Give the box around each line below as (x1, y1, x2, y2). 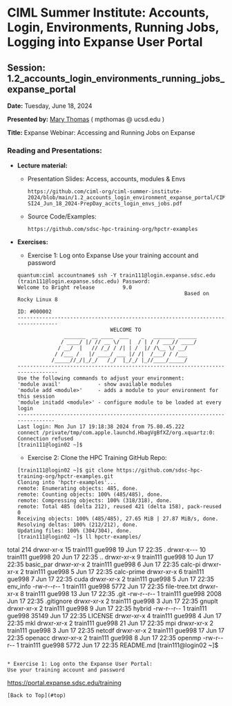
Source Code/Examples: (27, 212, 97, 221)
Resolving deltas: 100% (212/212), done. (17, 521, 138, 528)
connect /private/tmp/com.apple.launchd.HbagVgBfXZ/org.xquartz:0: (17, 429, 215, 436)
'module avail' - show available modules (17, 381, 173, 388)
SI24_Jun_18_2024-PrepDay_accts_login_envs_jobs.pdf (27, 201, 183, 207)
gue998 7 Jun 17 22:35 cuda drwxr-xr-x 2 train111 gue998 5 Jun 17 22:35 (7, 575, 215, 584)
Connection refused (17, 436, 74, 443)
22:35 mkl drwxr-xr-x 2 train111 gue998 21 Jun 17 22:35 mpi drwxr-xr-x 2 (7, 619, 214, 627)
